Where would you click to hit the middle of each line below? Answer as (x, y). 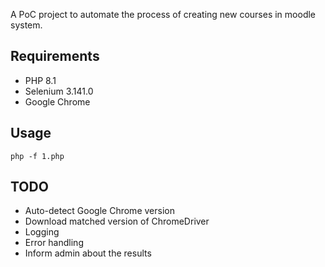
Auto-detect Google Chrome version (99, 211)
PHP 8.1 (40, 80)
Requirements (55, 56)
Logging (42, 232)
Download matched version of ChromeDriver (117, 221)
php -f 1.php (37, 156)
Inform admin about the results (88, 253)
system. (26, 25)
